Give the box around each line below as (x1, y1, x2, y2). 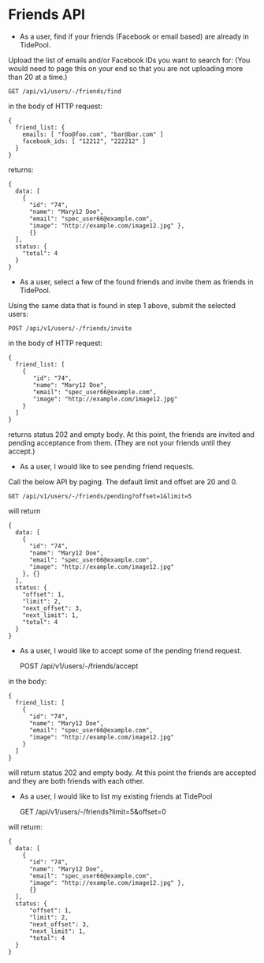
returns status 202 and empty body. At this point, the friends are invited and (8, 429, 255, 439)
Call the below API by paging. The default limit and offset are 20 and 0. (8, 476, 238, 487)
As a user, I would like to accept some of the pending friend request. (19, 645, 242, 655)
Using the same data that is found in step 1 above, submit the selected (8, 300, 236, 310)
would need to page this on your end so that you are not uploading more (8, 63, 244, 73)
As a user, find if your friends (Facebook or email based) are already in (19, 32, 250, 41)
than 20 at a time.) (8, 72, 68, 81)
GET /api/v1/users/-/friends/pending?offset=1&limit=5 (8, 492, 192, 500)
